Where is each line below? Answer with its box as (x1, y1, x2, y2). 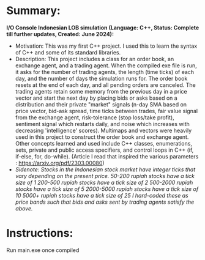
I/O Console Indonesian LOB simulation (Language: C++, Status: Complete (6, 24, 199, 31)
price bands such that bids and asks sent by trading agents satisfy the (15, 198, 195, 206)
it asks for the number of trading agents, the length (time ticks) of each (15, 68, 195, 75)
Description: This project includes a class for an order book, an (15, 55, 174, 62)
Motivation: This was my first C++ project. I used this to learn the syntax (15, 42, 198, 50)
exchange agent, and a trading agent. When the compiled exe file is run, (15, 62, 197, 69)
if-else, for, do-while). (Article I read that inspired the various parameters (15, 152, 199, 160)
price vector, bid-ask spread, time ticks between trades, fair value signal (15, 107, 198, 114)
